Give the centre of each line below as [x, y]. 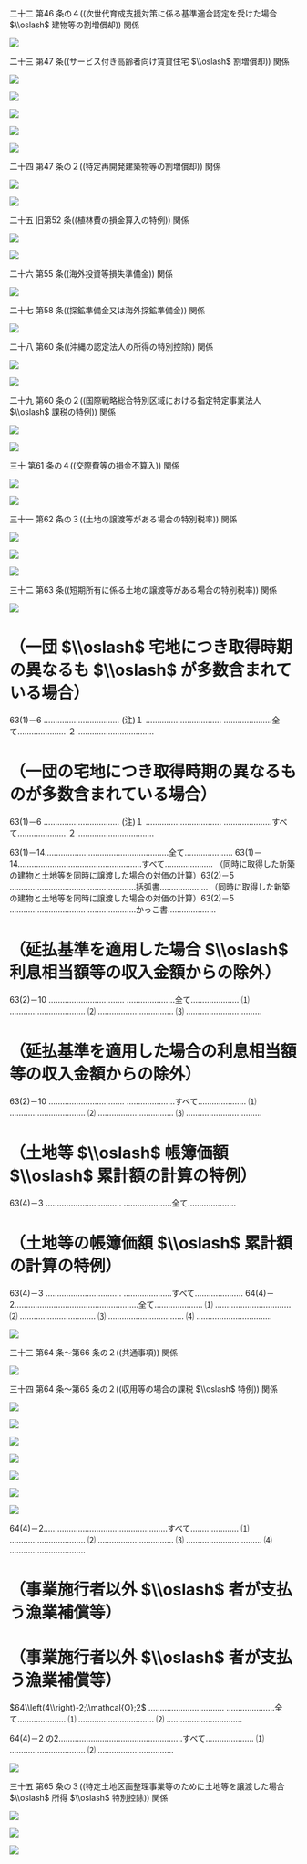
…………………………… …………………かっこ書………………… [113, 909]
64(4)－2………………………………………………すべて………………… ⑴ [129, 1528]
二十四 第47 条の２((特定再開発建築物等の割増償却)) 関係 [115, 166]
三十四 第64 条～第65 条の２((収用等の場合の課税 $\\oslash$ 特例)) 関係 [143, 1389]
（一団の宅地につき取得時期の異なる [145, 772]
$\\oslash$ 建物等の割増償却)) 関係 [75, 25]
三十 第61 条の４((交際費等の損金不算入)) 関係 [95, 465]
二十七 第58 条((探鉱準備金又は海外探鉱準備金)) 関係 [107, 310]
